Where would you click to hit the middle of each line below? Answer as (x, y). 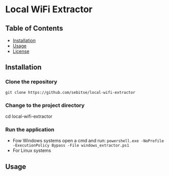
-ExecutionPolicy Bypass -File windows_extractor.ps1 (71, 146)
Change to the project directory (45, 105)
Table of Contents (34, 28)
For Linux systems (32, 150)
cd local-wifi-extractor (29, 116)
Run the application (30, 130)
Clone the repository (31, 82)
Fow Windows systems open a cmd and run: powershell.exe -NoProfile (88, 141)
